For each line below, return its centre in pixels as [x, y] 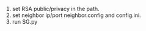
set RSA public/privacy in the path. [56, 9]
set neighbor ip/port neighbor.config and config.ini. [77, 15]
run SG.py [25, 22]
